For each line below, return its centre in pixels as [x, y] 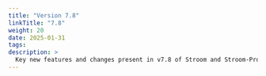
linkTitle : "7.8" [37, 23]
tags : [17, 45]
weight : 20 [26, 30]
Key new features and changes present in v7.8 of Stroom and [118, 60]
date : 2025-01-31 [37, 38]
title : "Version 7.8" [44, 15]
